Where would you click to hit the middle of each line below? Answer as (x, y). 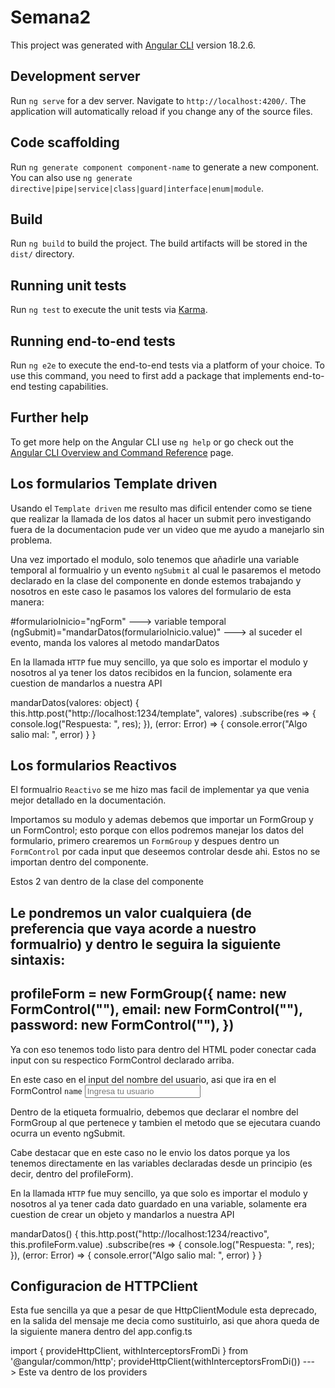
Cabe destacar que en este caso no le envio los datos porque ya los (150, 1152)
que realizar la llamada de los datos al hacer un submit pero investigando (161, 518)
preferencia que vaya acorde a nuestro (133, 928)
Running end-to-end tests (93, 341)
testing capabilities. (68, 386)
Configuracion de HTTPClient (104, 1286)
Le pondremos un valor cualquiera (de (131, 912)
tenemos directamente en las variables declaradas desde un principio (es (161, 1163)
